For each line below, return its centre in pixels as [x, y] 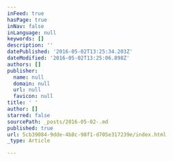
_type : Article [29, 141]
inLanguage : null [32, 33]
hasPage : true [27, 20]
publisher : [23, 71]
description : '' [30, 45]
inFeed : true [26, 13]
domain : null [32, 84]
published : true [30, 128]
